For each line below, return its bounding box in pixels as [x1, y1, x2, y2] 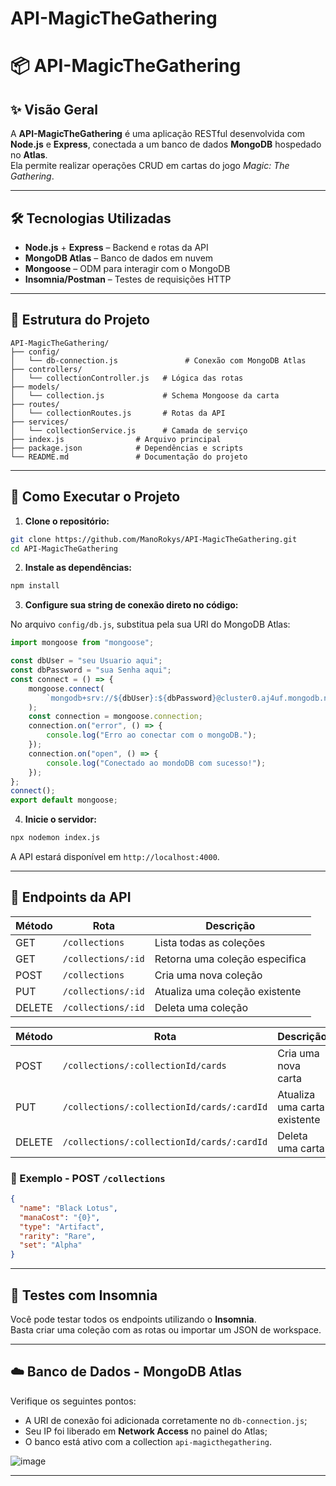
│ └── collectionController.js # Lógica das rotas [10, 373, 244, 383]
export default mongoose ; [10, 795, 118, 806]
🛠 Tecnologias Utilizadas [10, 210, 172, 227]
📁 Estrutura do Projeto [10, 312, 150, 329]
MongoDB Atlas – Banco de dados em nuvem [24, 252, 214, 264]
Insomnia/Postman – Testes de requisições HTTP [24, 273, 232, 285]
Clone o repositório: [24, 515, 110, 527]
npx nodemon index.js [10, 833, 101, 843]
